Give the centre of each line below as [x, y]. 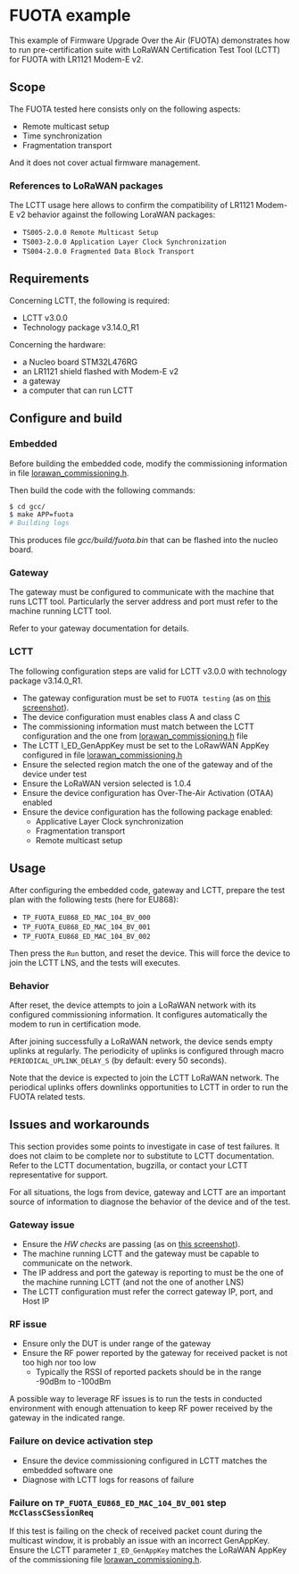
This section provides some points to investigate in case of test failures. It [145, 1146]
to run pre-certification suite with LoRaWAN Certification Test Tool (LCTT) [145, 49]
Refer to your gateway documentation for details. [99, 628]
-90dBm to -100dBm [73, 1382]
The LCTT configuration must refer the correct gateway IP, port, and [148, 1291]
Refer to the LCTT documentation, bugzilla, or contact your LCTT [129, 1165]
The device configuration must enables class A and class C [131, 716]
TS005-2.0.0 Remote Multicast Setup [90, 233]
